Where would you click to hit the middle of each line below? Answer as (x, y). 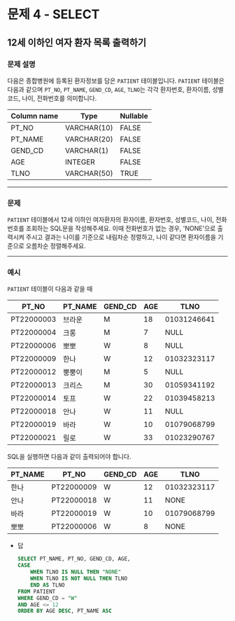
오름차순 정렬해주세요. (56, 246)
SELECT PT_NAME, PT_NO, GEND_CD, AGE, (74, 559)
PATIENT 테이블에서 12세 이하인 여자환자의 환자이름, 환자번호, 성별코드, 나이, (111, 220)
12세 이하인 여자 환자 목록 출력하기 (77, 42)
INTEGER (80, 162)
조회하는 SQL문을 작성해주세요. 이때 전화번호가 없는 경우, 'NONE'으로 (121, 228)
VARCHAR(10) (89, 128)
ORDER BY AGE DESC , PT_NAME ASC (64, 611)
